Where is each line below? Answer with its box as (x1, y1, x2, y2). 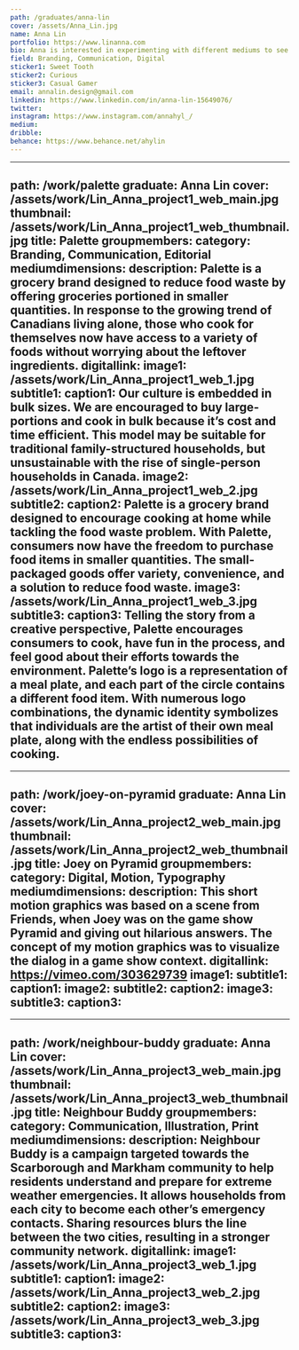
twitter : (10, 104, 43, 113)
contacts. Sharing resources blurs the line (10, 1215, 248, 1230)
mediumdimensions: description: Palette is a (10, 261, 263, 276)
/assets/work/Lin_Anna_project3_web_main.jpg (10, 1062, 282, 1078)
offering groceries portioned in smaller (10, 289, 229, 304)
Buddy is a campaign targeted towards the (10, 1146, 249, 1161)
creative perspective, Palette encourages (10, 622, 244, 637)
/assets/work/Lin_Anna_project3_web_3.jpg (10, 1313, 260, 1328)
